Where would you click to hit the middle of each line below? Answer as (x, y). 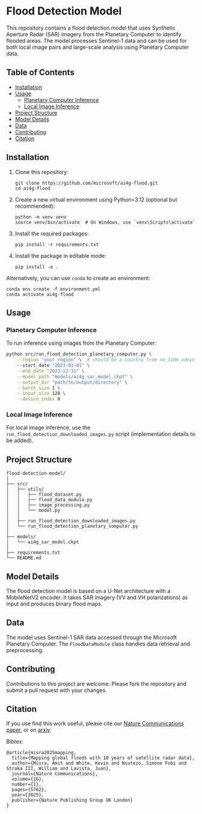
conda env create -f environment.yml (54, 289)
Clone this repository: (41, 172)
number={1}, (27, 784)
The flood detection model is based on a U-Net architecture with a (88, 591)
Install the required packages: (52, 233)
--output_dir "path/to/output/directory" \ (72, 382)
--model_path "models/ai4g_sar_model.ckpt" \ (75, 377)
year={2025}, (28, 795)
